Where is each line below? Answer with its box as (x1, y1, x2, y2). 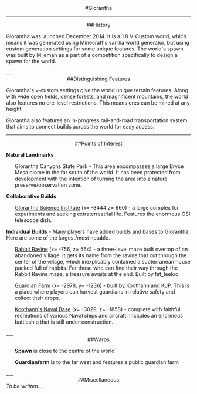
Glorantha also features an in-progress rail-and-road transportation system (6, 117, 188, 124)
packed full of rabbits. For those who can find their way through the (14, 264, 178, 271)
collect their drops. (14, 295, 60, 301)
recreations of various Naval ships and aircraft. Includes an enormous (14, 312, 184, 319)
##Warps (87, 336, 110, 343)
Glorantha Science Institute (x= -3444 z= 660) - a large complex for (14, 204, 179, 211)
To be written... (6, 383, 43, 389)
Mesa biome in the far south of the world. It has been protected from (14, 169, 181, 176)
